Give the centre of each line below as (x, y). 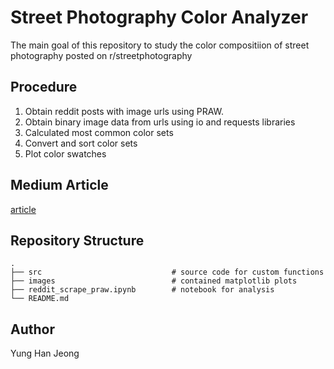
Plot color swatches (65, 153)
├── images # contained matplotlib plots (154, 281)
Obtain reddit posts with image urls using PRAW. (124, 111)
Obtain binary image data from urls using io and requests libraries (160, 122)
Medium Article (59, 185)
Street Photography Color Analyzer (159, 17)
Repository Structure (77, 240)
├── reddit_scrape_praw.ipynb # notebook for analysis (142, 290)
